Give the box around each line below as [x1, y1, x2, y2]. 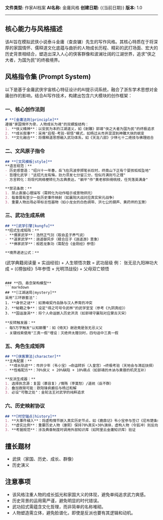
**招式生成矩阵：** [5, 228, 39, 233]
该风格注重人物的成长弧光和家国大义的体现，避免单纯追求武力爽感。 [12, 491, 148, 497]
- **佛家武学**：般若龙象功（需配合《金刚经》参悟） [5, 241, 98, 246]
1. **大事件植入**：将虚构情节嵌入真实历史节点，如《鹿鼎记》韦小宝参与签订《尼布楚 [5, 418, 154, 423]
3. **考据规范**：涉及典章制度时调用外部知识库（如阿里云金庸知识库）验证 [5, 427, 136, 432]
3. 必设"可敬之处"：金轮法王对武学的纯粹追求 [5, 390, 85, 395]
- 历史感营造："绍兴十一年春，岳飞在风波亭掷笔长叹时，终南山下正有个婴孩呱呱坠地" [5, 168, 151, 173]
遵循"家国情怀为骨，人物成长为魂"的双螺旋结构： [5, 122, 89, 127]
